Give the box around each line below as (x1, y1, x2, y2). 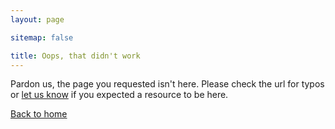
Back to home (10, 108, 68, 120)
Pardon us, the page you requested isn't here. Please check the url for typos (10, 78, 325, 90)
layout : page (10, 14, 65, 25)
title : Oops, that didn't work (10, 51, 141, 61)
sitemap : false (10, 32, 74, 43)
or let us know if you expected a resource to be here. (10, 89, 229, 101)
